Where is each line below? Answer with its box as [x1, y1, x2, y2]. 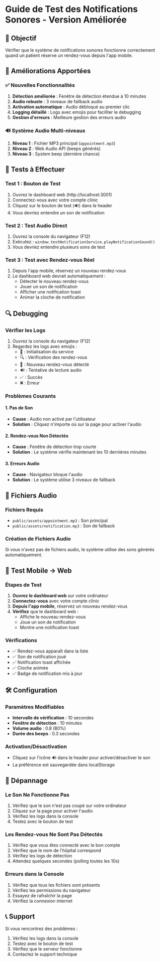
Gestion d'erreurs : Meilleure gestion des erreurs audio [12, 114, 126, 120]
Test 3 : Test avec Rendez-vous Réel [5, 256, 95, 263]
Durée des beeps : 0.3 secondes [12, 731, 80, 737]
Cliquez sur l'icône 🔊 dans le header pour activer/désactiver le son [12, 755, 151, 761]
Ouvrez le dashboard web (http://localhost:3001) [12, 191, 112, 197]
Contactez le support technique [12, 951, 78, 957]
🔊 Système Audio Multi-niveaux [5, 127, 85, 134]
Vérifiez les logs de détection [12, 853, 73, 859]
